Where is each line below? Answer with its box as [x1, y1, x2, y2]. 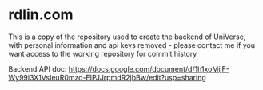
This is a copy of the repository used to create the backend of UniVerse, [8, 32, 246, 41]
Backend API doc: [8, 64, 67, 73]
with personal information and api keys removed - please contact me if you [8, 40, 256, 49]
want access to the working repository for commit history [8, 49, 197, 58]
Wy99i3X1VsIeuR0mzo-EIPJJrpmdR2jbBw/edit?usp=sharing [8, 72, 206, 82]
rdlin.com [8, 6, 74, 24]
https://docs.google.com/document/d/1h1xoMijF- [68, 64, 229, 73]
